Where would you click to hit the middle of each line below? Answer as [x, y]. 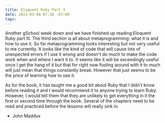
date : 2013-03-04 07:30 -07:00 [37, 14]
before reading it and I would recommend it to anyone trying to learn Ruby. [81, 91]
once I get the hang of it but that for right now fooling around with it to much [83, 65]
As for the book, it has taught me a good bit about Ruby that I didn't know [80, 85]
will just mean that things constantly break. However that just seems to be [81, 70]
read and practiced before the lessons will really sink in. [62, 106]
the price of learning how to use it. [40, 76]
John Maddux [27, 116]
